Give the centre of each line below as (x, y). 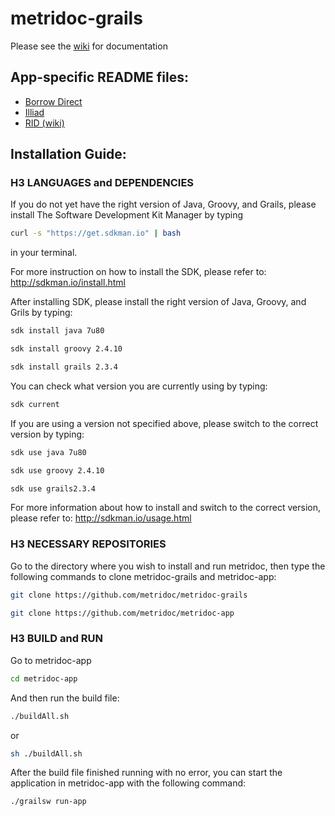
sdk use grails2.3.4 (53, 488)
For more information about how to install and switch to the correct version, (165, 508)
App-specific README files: (99, 77)
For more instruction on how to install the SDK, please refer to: (138, 272)
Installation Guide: (68, 154)
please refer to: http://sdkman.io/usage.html (101, 518)
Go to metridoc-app (51, 660)
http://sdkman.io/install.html (68, 283)
